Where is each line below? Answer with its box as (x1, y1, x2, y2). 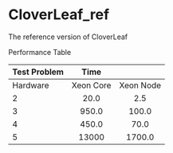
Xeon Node (119, 80, 162, 91)
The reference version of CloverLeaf (8, 32, 128, 41)
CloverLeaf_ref (8, 6, 110, 24)
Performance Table (8, 47, 72, 57)
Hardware (12, 80, 49, 91)
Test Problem (12, 66, 64, 77)
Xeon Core (71, 80, 112, 91)
